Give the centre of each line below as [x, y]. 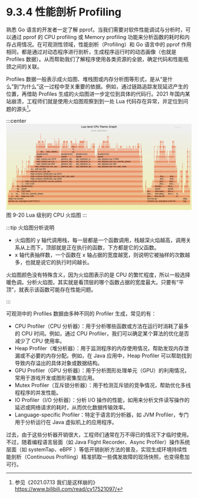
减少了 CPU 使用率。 [40, 341]
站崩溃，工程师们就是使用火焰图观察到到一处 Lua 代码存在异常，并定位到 [95, 101]
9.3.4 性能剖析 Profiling [64, 12]
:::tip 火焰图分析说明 [30, 227]
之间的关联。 [27, 66]
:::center [16, 121]
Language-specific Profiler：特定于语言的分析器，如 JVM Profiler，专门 [102, 415]
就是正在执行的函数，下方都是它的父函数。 [108, 247]
